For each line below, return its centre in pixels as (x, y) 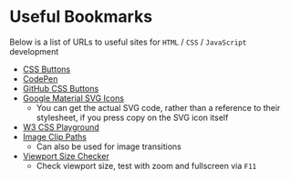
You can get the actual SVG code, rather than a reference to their (158, 107)
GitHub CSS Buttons (61, 88)
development (34, 51)
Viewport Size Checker (66, 155)
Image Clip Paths (54, 136)
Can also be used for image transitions (109, 146)
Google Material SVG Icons (73, 98)
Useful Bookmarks (81, 17)
